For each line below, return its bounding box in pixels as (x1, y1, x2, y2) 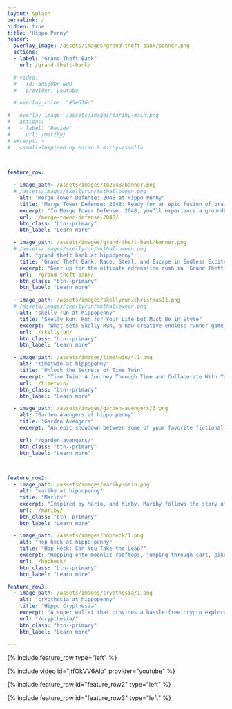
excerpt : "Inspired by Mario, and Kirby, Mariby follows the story (19, 500, 217, 507)
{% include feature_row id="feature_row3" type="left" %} (7, 694, 171, 702)
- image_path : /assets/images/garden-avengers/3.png (13, 405, 168, 412)
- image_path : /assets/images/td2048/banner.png (13, 181, 156, 189)
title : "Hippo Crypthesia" (19, 602, 97, 609)
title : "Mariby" (19, 494, 67, 501)
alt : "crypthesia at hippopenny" (19, 596, 116, 603)
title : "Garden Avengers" (19, 418, 95, 425)
